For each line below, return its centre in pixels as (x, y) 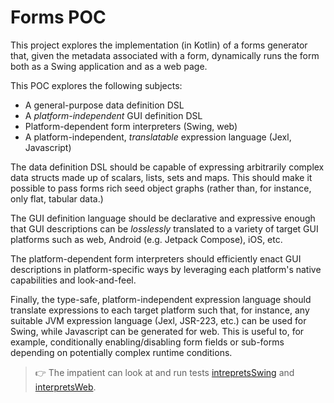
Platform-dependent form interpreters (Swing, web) (131, 126)
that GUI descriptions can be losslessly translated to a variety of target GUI (164, 228)
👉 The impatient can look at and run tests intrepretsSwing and (164, 372)
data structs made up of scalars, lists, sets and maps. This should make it (161, 177)
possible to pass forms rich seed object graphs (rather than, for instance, (161, 188)
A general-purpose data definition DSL (104, 105)
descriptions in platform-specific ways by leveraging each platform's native (166, 269)
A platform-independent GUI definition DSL (113, 115)
